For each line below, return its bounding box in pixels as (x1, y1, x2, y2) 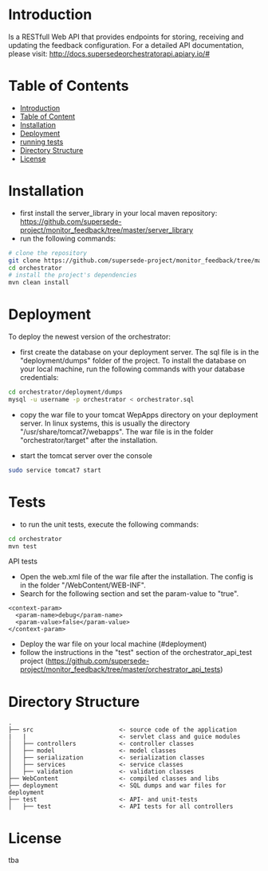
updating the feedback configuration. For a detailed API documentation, (8, 40, 244, 49)
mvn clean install (8, 279, 69, 287)
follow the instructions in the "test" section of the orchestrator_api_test (19, 648, 253, 657)
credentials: (19, 373, 59, 383)
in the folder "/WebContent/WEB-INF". (19, 580, 146, 590)
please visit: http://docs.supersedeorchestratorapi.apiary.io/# (8, 49, 210, 58)
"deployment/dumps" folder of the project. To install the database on (19, 356, 246, 366)
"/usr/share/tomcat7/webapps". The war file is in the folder (19, 426, 214, 436)
